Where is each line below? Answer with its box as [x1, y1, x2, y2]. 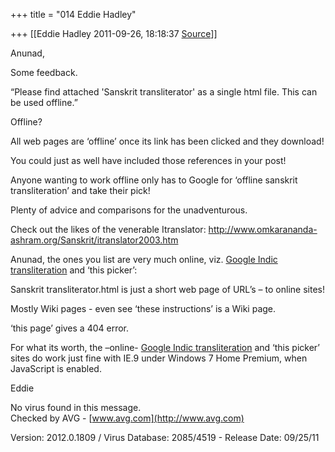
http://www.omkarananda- [208, 224, 318, 235]
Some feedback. [10, 67, 78, 78]
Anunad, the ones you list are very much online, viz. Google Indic [10, 254, 278, 265]
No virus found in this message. [10, 402, 142, 413]
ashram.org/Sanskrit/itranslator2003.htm [10, 234, 179, 246]
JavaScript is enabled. [10, 363, 102, 374]
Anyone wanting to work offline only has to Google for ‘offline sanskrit [10, 174, 298, 186]
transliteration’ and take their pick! [10, 185, 151, 196]
